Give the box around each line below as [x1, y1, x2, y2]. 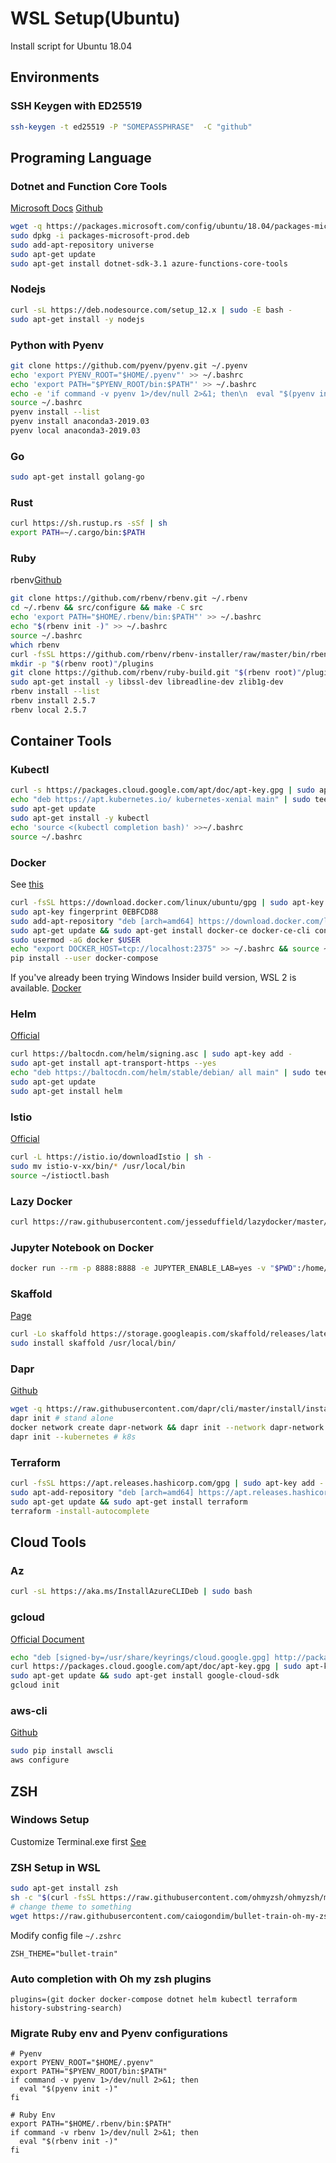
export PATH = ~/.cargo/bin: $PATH [10, 528, 145, 538]
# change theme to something [10, 1902, 132, 1912]
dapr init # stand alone [10, 1413, 114, 1424]
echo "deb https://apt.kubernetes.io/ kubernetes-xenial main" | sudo [10, 795, 311, 805]
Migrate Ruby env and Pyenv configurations [10, 2026, 228, 2040]
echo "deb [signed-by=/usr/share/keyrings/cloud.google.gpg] [10, 1652, 271, 1662]
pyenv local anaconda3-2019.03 [10, 426, 141, 436]
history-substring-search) [10, 2003, 123, 2013]
